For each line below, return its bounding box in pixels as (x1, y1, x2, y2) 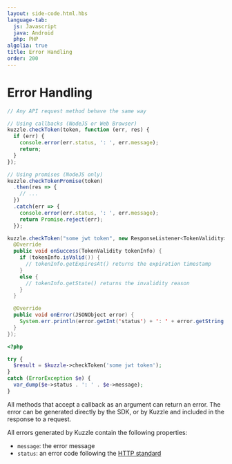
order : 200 (7, 55, 39, 62)
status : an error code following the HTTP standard (17, 449, 162, 457)
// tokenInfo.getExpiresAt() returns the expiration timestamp (25, 260, 212, 268)
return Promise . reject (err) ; (19, 215, 104, 223)
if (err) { (13, 133, 45, 140)
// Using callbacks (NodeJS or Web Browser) (7, 120, 137, 127)
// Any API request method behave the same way (7, 108, 147, 115)
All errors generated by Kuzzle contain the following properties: (7, 428, 188, 436)
